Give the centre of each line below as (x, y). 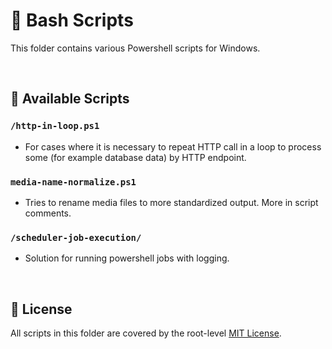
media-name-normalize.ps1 (73, 182)
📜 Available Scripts (70, 99)
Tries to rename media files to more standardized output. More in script (171, 202)
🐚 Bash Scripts (72, 20)
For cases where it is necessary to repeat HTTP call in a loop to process (173, 146)
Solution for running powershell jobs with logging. (127, 258)
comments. (48, 213)
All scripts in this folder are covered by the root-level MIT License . (146, 333)
